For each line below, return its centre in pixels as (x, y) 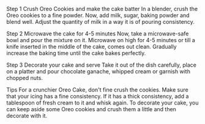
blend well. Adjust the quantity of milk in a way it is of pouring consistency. (100, 22)
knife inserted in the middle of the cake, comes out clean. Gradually (91, 46)
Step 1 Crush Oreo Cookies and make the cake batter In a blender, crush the (102, 9)
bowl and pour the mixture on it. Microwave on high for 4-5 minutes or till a (101, 40)
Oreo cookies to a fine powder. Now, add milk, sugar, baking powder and (98, 15)
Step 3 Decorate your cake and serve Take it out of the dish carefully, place (102, 65)
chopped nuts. (24, 78)
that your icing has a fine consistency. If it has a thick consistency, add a (98, 96)
